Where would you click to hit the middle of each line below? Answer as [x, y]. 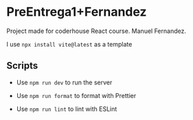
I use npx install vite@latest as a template [69, 44]
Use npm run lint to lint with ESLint [67, 109]
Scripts [22, 66]
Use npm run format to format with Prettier [76, 95]
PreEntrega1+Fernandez [77, 12]
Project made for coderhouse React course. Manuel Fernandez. [96, 31]
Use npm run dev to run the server [64, 82]
